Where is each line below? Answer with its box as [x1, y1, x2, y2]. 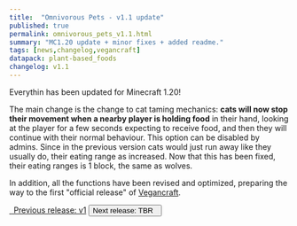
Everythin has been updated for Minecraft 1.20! [9, 86, 182, 97]
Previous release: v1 [12, 205, 87, 215]
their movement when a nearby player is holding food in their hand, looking [9, 113, 289, 124]
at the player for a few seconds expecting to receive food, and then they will [9, 122, 287, 133]
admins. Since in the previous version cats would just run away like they [9, 141, 272, 152]
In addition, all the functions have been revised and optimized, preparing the [9, 177, 288, 188]
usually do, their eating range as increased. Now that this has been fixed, [9, 151, 277, 161]
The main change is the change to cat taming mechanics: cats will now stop [9, 104, 288, 114]
